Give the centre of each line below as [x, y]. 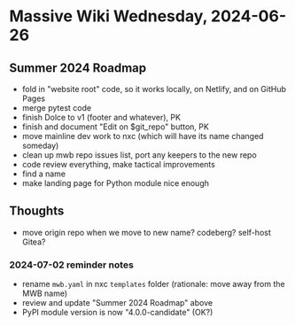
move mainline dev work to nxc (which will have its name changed [143, 136]
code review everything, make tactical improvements [118, 164]
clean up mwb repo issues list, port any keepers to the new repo [139, 155]
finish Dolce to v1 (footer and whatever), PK [101, 117]
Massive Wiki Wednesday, [109, 16]
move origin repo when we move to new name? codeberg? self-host [147, 232]
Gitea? [34, 242]
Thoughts [37, 211]
